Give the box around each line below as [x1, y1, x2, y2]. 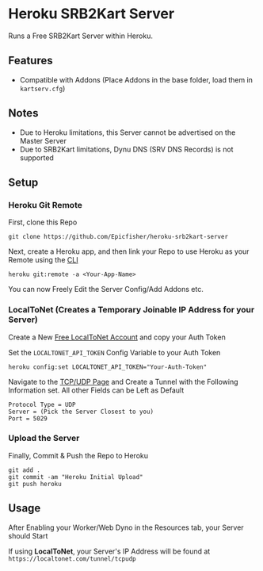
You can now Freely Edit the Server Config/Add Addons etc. [8, 285, 204, 294]
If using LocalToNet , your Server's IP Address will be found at [8, 546, 211, 556]
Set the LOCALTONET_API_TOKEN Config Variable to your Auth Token [8, 347, 221, 357]
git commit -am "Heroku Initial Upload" [8, 473, 144, 481]
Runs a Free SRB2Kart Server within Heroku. [8, 31, 153, 40]
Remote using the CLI [8, 255, 78, 265]
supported [19, 152, 54, 163]
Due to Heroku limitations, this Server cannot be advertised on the [19, 128, 236, 137]
